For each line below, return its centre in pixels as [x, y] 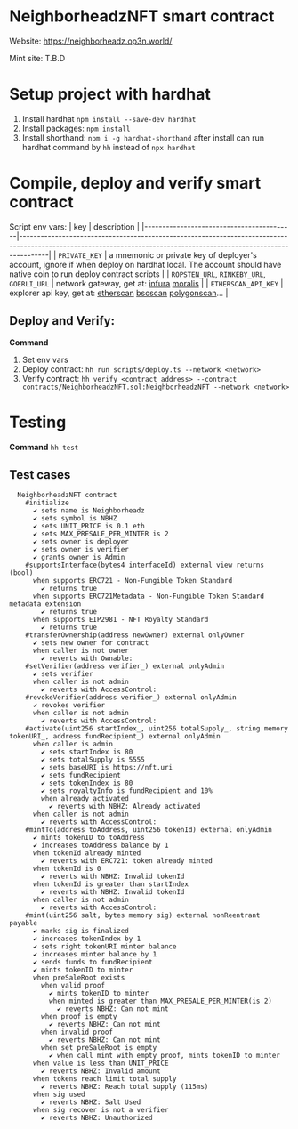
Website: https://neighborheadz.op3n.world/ [91, 41]
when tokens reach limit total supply [105, 1079]
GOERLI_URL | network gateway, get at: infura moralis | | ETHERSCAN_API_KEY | [146, 283]
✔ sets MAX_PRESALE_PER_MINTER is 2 [101, 534]
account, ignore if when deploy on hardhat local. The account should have [145, 264]
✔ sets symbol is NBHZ [75, 519]
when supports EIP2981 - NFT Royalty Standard [121, 620]
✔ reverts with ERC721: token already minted [127, 861]
